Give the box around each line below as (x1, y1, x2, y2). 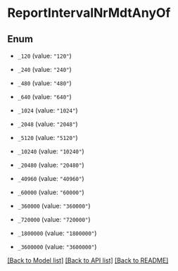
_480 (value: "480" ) (17, 79, 72, 87)
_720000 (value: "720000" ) (17, 215, 91, 223)
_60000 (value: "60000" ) (17, 188, 84, 196)
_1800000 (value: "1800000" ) (17, 229, 97, 237)
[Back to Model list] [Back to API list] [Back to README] (7, 256, 169, 265)
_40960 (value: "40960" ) (17, 175, 84, 182)
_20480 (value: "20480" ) (17, 160, 84, 169)
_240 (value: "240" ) (17, 65, 72, 73)
